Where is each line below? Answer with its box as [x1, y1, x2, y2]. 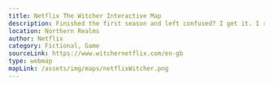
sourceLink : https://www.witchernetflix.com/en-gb [8, 49, 184, 57]
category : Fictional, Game [8, 42, 100, 50]
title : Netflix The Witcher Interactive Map [8, 11, 162, 20]
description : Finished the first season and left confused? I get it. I [8, 19, 260, 28]
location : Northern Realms [8, 27, 100, 35]
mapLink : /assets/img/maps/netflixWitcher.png [8, 65, 169, 73]
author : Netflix [8, 34, 63, 43]
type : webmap [8, 57, 53, 66]
